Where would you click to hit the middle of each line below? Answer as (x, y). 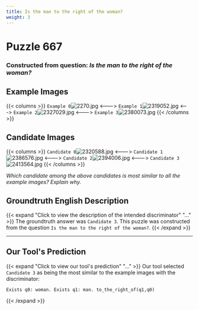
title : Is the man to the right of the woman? (65, 12)
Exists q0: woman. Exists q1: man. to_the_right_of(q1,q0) (81, 290)
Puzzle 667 (34, 47)
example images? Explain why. (44, 182)
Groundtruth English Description (68, 200)
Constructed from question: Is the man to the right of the (89, 65)
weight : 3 (18, 17)
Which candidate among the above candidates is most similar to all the (93, 176)
